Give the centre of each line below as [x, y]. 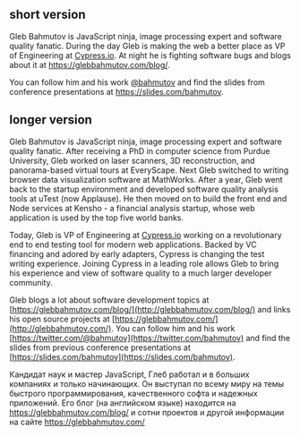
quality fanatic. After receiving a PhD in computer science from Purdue [140, 150]
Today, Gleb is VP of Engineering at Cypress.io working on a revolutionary [146, 235]
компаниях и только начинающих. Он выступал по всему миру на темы [147, 383]
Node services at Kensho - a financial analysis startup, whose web [132, 208]
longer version [51, 120]
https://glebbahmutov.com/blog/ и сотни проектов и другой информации [147, 412]
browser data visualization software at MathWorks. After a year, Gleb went [146, 179]
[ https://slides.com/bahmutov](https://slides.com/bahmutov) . [122, 356]
